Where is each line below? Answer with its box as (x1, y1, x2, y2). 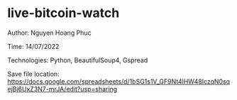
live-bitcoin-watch (7, 5, 120, 21)
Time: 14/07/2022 (7, 42, 60, 50)
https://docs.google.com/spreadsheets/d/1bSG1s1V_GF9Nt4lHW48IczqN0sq (7, 77, 231, 86)
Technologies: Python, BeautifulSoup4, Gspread (7, 55, 148, 65)
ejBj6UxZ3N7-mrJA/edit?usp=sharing (7, 84, 118, 93)
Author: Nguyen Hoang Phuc (7, 28, 92, 37)
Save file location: (7, 70, 60, 78)
